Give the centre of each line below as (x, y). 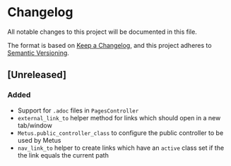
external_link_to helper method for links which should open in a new (119, 117)
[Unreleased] (37, 75)
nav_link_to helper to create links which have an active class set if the (121, 148)
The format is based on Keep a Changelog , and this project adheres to (109, 45)
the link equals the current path (63, 155)
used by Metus (39, 140)
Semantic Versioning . (38, 53)
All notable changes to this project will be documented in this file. (102, 32)
